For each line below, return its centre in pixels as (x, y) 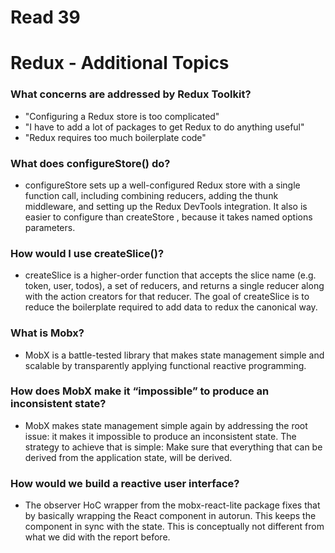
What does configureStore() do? (90, 163)
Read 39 (45, 17)
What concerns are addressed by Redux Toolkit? (131, 94)
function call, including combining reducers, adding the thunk (151, 195)
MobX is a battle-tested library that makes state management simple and (174, 355)
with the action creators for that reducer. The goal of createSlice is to (167, 297)
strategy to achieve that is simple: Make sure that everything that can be (173, 447)
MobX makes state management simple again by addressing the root (166, 425)
